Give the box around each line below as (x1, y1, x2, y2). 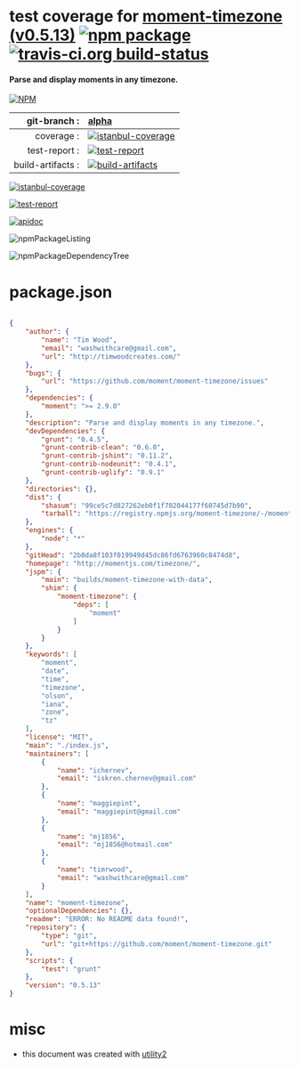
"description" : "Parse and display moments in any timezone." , (25, 418, 265, 427)
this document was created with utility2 (21, 1048, 167, 1060)
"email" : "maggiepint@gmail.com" (56, 807, 181, 816)
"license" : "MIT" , (25, 732, 93, 742)
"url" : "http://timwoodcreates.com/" (41, 352, 181, 361)
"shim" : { (41, 584, 77, 593)
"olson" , (41, 692, 74, 700)
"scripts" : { (25, 956, 74, 965)
